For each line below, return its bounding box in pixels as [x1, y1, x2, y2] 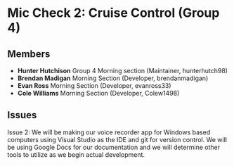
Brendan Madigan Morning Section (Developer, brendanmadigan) [17, 74, 209, 82]
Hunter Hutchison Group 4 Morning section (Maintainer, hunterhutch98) [17, 67, 228, 75]
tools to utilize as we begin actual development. [7, 150, 145, 159]
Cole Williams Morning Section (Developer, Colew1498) [17, 89, 180, 97]
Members [7, 48, 51, 60]
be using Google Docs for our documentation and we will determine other [7, 143, 220, 151]
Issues [7, 109, 37, 121]
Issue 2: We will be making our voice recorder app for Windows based [7, 128, 211, 136]
